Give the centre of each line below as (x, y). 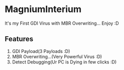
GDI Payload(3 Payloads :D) (41, 51)
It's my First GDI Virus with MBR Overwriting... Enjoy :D (62, 23)
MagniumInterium (43, 9)
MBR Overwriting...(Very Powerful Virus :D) (57, 56)
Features (19, 39)
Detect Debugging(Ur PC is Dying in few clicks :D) (64, 62)
